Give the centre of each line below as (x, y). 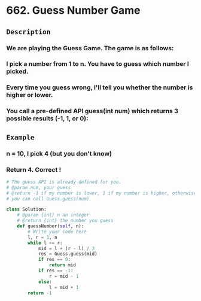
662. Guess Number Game (73, 10)
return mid (63, 265)
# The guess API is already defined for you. (64, 182)
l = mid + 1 (64, 287)
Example (20, 137)
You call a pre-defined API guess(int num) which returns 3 (92, 111)
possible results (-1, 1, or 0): (47, 118)
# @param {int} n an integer (53, 215)
